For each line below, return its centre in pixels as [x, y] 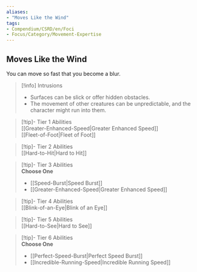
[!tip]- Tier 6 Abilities [47, 237]
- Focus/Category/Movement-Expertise [54, 35]
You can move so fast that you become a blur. [64, 73]
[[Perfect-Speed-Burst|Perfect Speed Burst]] [86, 256]
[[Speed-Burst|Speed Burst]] [66, 183]
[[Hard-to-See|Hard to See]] [56, 226]
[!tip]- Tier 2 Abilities [47, 146]
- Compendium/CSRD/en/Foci [40, 29]
